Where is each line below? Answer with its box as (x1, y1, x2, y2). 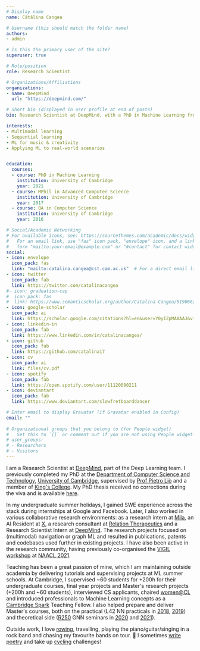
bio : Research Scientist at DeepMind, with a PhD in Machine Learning (6, 112, 185, 118)
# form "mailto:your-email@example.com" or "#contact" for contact (6, 243, 183, 250)
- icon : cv (6, 355, 33, 361)
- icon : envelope (6, 255, 49, 261)
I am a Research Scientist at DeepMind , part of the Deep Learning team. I (6, 464, 186, 471)
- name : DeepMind (6, 90, 49, 96)
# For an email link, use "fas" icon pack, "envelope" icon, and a (6, 238, 183, 244)
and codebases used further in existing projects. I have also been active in (6, 539, 189, 546)
